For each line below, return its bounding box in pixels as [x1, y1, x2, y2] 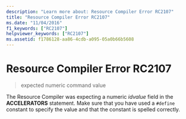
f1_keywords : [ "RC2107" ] [6, 25, 68, 32]
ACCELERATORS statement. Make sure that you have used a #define [6, 99, 175, 107]
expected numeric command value [20, 82, 106, 89]
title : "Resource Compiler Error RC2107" [6, 14, 111, 20]
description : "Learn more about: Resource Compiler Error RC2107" [6, 8, 174, 15]
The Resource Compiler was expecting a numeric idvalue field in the [6, 93, 174, 100]
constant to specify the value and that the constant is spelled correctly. [6, 105, 180, 113]
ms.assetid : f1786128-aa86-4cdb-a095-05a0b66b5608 [6, 36, 134, 42]
